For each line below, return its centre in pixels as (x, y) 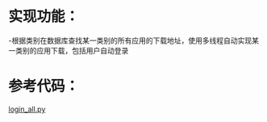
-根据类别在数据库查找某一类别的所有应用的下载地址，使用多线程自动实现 (130, 40)
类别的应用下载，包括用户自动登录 (72, 50)
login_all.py (27, 109)
